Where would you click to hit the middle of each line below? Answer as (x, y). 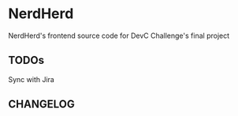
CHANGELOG (41, 105)
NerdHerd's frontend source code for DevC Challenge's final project (119, 36)
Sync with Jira (32, 79)
